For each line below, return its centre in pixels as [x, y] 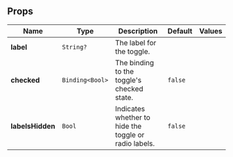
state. [124, 97]
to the [124, 71]
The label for [136, 42]
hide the [128, 126]
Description [138, 31]
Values [210, 31]
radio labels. [135, 143]
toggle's [128, 80]
